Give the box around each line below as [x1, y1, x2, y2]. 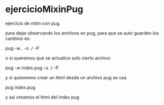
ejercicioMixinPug [5, 4, 84, 15]
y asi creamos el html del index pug [5, 94, 80, 100]
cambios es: [5, 35, 31, 41]
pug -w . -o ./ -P [5, 45, 40, 51]
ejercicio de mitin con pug [5, 20, 60, 26]
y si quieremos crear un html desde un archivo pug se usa [5, 74, 127, 80]
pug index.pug [5, 84, 36, 90]
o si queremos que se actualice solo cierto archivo [5, 55, 111, 61]
